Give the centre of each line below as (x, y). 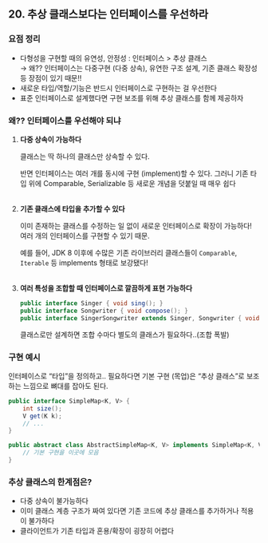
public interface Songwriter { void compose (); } (104, 311)
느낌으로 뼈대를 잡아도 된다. (66, 386)
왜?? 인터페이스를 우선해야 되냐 (65, 121)
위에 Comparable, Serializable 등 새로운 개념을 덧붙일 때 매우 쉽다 (132, 183)
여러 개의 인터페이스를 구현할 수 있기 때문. (85, 236)
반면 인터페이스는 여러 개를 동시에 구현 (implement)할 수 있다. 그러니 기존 (134, 173)
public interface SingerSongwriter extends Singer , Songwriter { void (140, 318)
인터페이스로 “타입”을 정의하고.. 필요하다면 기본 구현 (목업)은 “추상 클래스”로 (126, 376)
